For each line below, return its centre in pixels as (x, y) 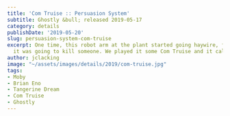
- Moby (16, 77)
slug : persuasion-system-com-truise (59, 39)
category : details (33, 26)
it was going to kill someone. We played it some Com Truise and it (113, 52)
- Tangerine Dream (33, 89)
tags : (15, 70)
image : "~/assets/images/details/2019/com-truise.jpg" (87, 64)
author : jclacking (33, 58)
